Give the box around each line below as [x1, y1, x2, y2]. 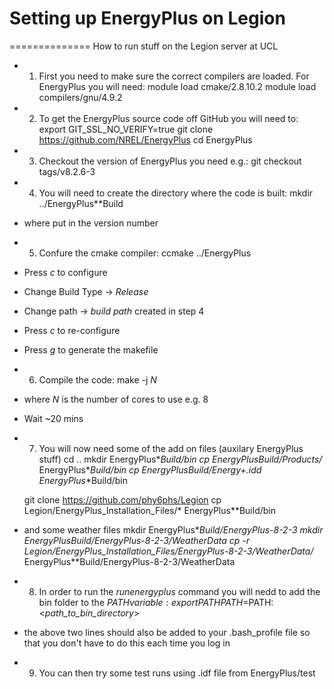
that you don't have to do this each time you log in [23, 637, 231, 649]
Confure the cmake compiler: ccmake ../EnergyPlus [38, 247, 252, 259]
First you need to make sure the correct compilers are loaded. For [38, 70, 310, 82]
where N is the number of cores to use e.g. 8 [23, 393, 209, 405]
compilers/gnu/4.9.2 [38, 91, 123, 103]
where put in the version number [23, 217, 159, 229]
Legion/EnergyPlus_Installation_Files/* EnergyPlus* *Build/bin [23, 504, 277, 516]
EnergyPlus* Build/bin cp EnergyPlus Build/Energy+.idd [38, 463, 262, 476]
